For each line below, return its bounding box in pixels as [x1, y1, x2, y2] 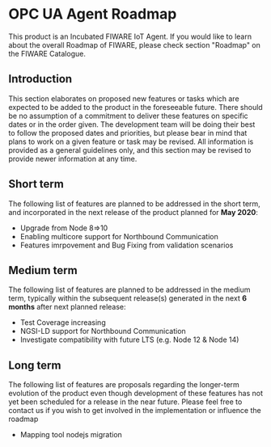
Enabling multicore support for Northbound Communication [19, 231, 218, 241]
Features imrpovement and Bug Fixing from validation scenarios [19, 240, 234, 250]
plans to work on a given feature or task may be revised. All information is [8, 137, 254, 146]
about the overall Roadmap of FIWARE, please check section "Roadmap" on [8, 40, 261, 49]
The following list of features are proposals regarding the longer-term [8, 380, 240, 390]
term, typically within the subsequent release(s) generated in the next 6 [8, 293, 247, 303]
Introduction [8, 72, 73, 86]
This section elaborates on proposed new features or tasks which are [8, 94, 240, 103]
